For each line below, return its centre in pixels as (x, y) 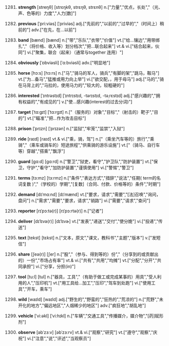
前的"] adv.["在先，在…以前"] (47, 30)
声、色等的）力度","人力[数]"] (47, 13)
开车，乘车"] (39, 289)
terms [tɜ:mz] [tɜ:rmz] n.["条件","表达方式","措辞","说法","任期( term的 (87, 178)
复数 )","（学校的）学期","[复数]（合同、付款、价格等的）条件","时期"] (91, 184)
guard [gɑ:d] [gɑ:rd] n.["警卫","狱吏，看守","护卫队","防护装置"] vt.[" (86, 162)
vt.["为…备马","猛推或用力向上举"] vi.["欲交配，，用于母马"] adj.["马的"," (89, 79)
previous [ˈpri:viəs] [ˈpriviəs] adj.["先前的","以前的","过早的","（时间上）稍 (91, 24)
